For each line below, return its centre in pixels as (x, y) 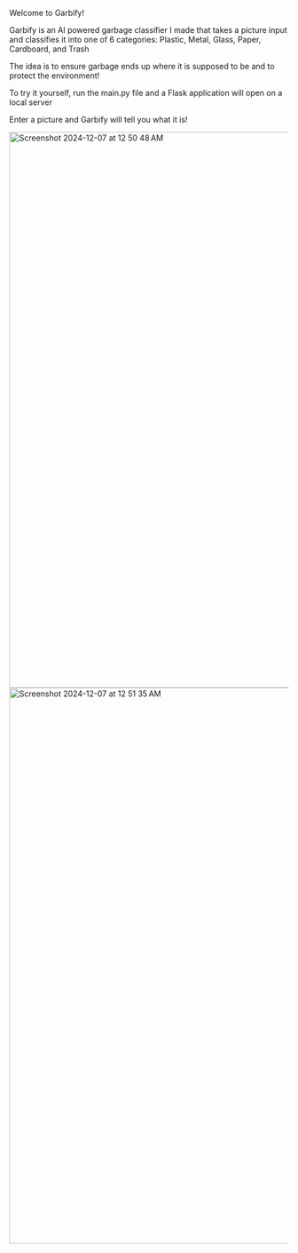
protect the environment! (55, 76)
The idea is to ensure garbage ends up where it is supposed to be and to (142, 66)
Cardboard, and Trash (49, 49)
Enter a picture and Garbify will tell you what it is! (98, 120)
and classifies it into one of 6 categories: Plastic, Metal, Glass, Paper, (135, 40)
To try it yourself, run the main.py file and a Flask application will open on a (146, 93)
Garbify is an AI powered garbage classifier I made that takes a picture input (149, 30)
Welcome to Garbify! (47, 13)
